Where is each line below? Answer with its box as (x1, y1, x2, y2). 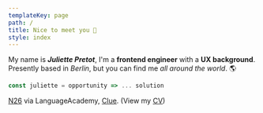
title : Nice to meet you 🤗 (8, 26, 97, 34)
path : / (8, 19, 34, 27)
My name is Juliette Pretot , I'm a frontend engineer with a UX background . (8, 55, 256, 64)
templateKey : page (8, 11, 69, 20)
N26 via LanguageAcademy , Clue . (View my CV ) (8, 96, 166, 106)
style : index (8, 33, 51, 42)
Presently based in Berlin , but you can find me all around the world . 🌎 (8, 64, 237, 73)
